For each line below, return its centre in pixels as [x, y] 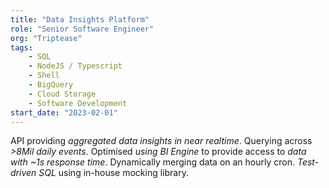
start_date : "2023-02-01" [64, 112]
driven [23, 173]
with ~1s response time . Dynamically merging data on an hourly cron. [153, 162]
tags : [21, 47]
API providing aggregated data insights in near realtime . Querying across [161, 141]
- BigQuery [51, 85]
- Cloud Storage [62, 94]
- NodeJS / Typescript [75, 66]
